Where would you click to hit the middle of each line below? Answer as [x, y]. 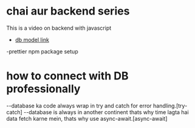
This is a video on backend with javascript [59, 28]
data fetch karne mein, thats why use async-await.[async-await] [87, 118]
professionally [43, 89]
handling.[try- [170, 106]
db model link [32, 39]
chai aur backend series [68, 11]
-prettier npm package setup [42, 51]
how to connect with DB [67, 76]
